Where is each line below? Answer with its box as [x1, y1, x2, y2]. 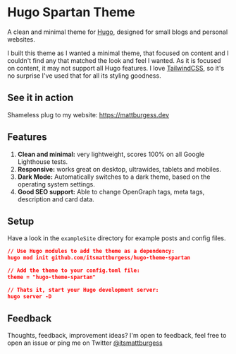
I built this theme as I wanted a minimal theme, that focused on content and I [7, 49, 229, 57]
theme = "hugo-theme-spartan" [7, 273, 97, 281]
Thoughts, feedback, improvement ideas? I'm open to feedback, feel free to [7, 331, 227, 340]
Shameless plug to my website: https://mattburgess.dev [7, 110, 170, 119]
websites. [7, 35, 35, 43]
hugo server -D [7, 293, 52, 300]
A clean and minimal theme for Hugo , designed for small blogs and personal [7, 28, 228, 36]
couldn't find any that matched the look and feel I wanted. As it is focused [7, 56, 221, 64]
